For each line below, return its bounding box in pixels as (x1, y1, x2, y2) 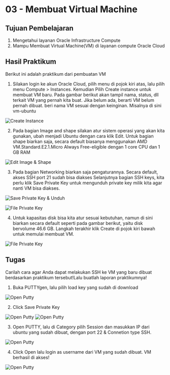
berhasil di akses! (12, 354, 50, 360)
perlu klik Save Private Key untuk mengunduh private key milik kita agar (12, 180, 162, 186)
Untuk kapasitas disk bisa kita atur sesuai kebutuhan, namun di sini (12, 215, 153, 221)
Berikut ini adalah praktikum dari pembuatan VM (5, 71, 106, 77)
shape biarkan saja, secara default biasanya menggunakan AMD (12, 138, 148, 145)
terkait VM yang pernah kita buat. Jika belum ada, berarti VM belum (12, 97, 155, 103)
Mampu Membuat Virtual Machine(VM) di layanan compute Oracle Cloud (12, 43, 165, 49)
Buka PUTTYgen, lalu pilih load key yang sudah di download (12, 284, 139, 291)
